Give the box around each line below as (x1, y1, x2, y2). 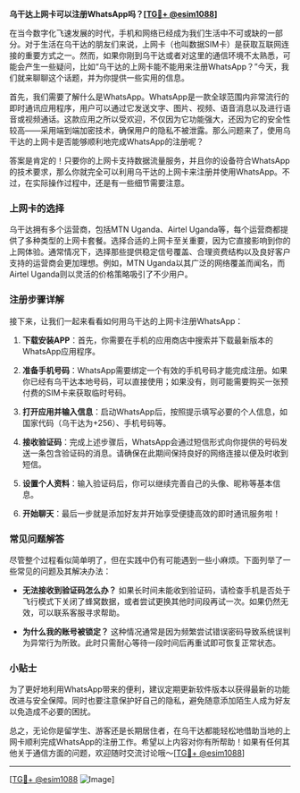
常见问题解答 (9, 533, 65, 545)
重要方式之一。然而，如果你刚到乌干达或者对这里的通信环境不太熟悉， (24, 50, 283, 61)
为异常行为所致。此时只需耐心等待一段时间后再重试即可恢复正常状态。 (21, 637, 281, 648)
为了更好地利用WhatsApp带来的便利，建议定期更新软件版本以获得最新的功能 (9, 684, 290, 695)
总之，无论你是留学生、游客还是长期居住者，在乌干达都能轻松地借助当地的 (9, 725, 283, 737)
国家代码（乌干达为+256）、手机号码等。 (21, 417, 171, 428)
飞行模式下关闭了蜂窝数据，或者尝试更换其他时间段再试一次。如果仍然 (21, 595, 281, 607)
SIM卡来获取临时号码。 (46, 387, 131, 397)
